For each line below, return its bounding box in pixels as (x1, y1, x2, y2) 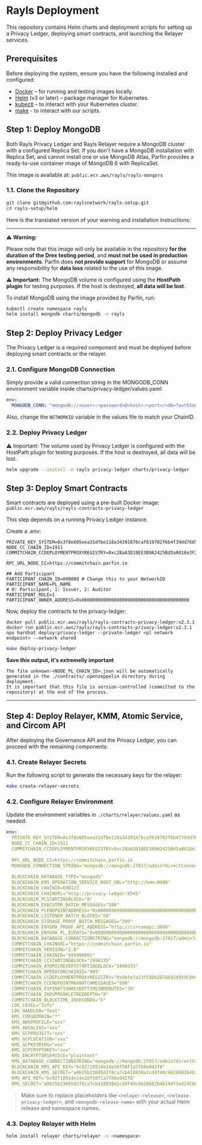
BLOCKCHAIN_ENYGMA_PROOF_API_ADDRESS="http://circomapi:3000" (11, 924, 171, 930)
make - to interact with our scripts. (14, 106, 101, 114)
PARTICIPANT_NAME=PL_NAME (6, 582, 71, 588)
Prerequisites (6, 54, 58, 64)
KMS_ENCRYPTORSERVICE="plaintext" (11, 1053, 98, 1059)
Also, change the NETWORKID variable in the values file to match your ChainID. (6, 413, 195, 421)
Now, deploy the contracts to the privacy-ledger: (6, 608, 127, 615)
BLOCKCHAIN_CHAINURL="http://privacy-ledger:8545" (11, 891, 141, 897)
